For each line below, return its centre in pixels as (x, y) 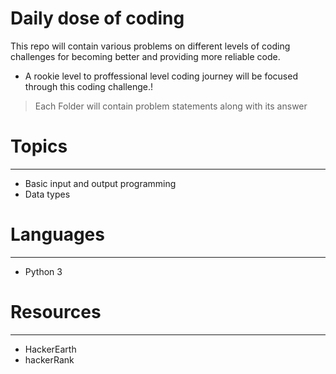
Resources (56, 312)
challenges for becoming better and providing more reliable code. (145, 56)
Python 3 (43, 271)
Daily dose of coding (97, 18)
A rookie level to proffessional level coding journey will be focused (161, 76)
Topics (39, 146)
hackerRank (49, 359)
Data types (47, 194)
